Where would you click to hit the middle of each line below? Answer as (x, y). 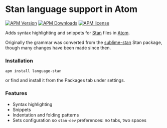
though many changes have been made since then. (58, 47)
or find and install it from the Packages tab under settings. (65, 80)
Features (16, 93)
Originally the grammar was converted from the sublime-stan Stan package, (84, 42)
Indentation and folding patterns (46, 115)
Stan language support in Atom (71, 9)
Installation (19, 60)
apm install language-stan (33, 71)
